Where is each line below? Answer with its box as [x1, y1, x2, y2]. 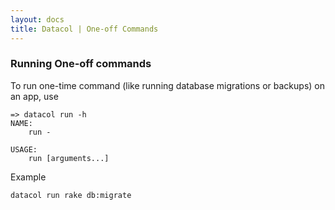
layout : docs [10, 14, 65, 25]
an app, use [10, 90, 59, 102]
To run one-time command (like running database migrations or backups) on [10, 79, 325, 91]
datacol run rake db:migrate [10, 190, 132, 200]
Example [10, 171, 47, 183]
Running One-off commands [10, 57, 152, 71]
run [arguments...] [28, 153, 110, 163]
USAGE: [10, 144, 38, 155]
